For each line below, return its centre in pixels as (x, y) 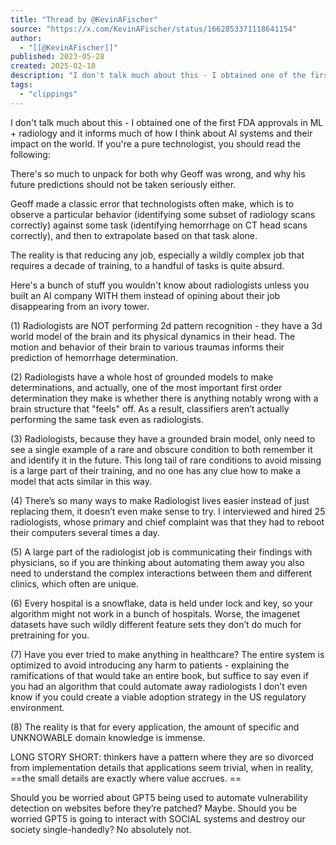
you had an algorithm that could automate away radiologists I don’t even (159, 686)
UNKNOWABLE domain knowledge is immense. (108, 737)
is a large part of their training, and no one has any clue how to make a (155, 470)
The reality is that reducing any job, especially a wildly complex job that (157, 255)
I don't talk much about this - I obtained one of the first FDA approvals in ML (167, 122)
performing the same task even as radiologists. (107, 419)
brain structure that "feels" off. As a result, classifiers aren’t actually (150, 408)
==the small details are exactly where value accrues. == (126, 778)
